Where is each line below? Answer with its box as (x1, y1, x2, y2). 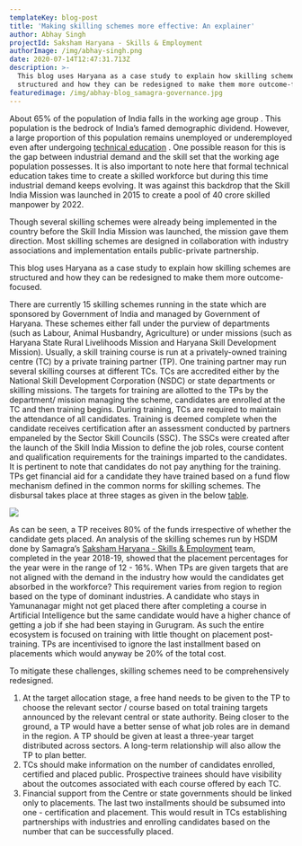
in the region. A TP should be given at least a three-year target (22, 730, 254, 741)
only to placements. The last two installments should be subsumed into (22, 797, 286, 808)
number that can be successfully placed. (22, 825, 173, 836)
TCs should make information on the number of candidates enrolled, (22, 759, 276, 770)
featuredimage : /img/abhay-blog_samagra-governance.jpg (9, 88, 223, 97)
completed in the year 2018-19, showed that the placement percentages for (9, 552, 289, 563)
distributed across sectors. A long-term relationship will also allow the (22, 740, 281, 751)
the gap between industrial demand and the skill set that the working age (9, 151, 280, 162)
